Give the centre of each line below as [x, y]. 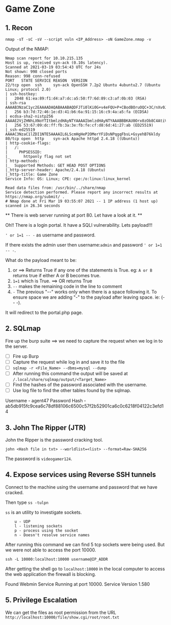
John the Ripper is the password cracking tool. [54, 440]
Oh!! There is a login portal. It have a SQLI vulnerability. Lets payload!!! [79, 225]
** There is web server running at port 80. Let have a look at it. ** [74, 215]
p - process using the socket [47, 531]
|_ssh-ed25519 [20, 130]
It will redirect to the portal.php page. [44, 312]
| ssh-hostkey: [21, 94]
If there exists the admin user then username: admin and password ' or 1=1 [84, 245]
